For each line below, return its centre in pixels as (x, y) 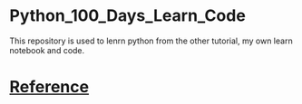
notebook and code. (47, 50)
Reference (49, 87)
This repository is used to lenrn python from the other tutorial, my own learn (151, 41)
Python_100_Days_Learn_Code (128, 16)
